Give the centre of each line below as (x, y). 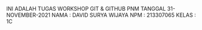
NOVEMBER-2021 (28, 15)
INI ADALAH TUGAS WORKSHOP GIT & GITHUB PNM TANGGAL (86, 9)
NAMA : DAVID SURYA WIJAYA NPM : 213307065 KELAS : (123, 15)
